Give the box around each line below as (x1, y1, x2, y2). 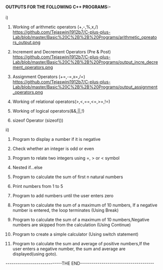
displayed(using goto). (12, 251, 58, 257)
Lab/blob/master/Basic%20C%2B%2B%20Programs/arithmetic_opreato (12, 34, 157, 40)
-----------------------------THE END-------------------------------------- (5, 260, 154, 267)
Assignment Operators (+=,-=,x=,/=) (12, 74, 85, 80)
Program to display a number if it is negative (12, 136, 101, 142)
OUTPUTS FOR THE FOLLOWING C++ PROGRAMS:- (5, 4, 111, 10)
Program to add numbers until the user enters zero (12, 193, 114, 199)
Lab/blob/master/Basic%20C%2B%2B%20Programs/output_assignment (12, 84, 158, 90)
